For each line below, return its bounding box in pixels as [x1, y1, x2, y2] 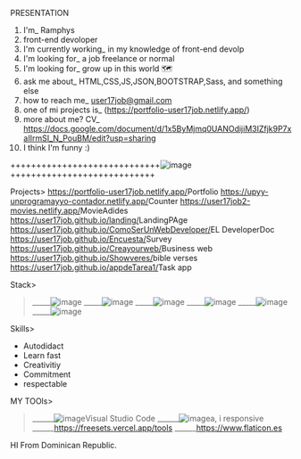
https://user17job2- [180, 196, 251, 206]
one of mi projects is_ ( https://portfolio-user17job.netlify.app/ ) [22, 104, 250, 115]
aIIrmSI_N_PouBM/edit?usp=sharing [22, 133, 156, 143]
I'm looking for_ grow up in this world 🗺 [22, 63, 173, 74]
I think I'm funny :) [22, 143, 90, 152]
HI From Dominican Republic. [10, 440, 117, 450]
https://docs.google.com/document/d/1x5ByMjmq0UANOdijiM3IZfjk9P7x [22, 124, 292, 134]
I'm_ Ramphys [22, 25, 75, 35]
